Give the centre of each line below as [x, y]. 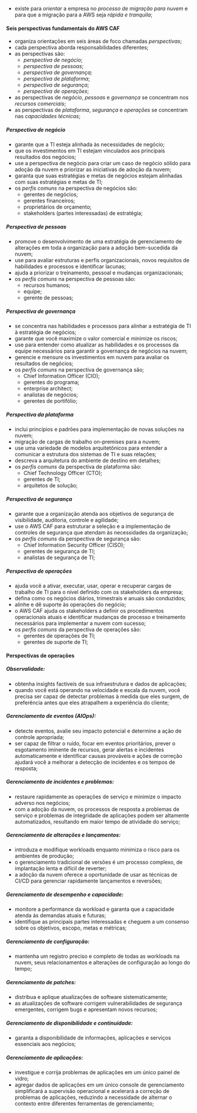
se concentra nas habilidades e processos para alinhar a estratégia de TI [103, 326]
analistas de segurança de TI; [59, 557]
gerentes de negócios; [51, 195]
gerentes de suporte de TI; [56, 642]
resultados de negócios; [44, 363]
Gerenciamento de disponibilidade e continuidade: [70, 1023]
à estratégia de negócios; [45, 332]
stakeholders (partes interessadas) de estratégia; [83, 213]
